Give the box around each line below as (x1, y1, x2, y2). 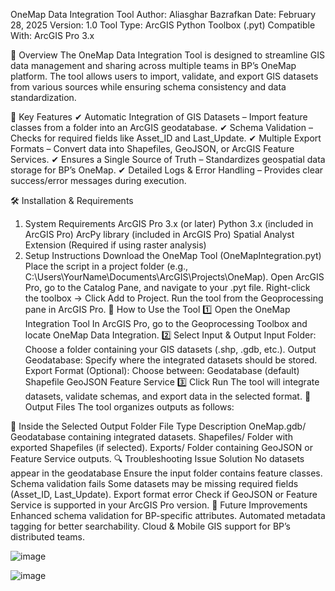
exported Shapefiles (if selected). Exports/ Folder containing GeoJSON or (10, 442, 313, 453)
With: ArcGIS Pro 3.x (10, 30, 95, 41)
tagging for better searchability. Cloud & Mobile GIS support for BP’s (10, 520, 291, 532)
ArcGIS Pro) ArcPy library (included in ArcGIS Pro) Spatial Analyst (24, 229, 295, 240)
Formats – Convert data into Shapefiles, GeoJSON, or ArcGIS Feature (10, 143, 295, 154)
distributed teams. (10, 531, 85, 543)
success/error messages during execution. (10, 175, 187, 186)
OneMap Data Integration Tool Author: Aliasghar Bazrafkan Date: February (10, 9, 317, 20)
